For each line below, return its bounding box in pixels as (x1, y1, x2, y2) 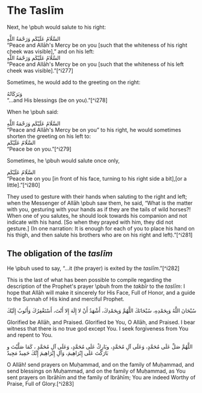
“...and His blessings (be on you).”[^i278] (7, 97, 108, 104)
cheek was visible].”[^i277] (7, 67, 74, 74)
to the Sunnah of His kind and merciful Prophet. (7, 295, 125, 302)
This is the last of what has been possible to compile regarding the (7, 276, 172, 283)
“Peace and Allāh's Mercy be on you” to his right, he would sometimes (7, 126, 182, 133)
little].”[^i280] (7, 181, 41, 188)
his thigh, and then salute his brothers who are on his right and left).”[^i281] (7, 231, 193, 238)
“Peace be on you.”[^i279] (7, 145, 72, 152)
